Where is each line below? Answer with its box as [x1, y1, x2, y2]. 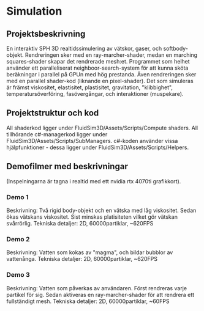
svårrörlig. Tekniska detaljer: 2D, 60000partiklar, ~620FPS [6, 219, 154, 227]
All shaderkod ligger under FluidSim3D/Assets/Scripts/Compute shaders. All [6, 124, 198, 131]
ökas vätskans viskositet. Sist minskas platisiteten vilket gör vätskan [6, 213, 178, 221]
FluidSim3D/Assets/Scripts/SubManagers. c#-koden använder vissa [6, 137, 178, 144]
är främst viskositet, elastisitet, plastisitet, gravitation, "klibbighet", [6, 84, 173, 91]
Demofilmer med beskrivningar [6, 161, 129, 172]
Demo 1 [6, 192, 29, 201]
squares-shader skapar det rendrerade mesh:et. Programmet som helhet [6, 58, 190, 65]
